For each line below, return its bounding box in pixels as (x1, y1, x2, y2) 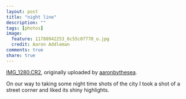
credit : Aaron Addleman (11, 42, 70, 48)
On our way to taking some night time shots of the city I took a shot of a (6, 80, 181, 87)
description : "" (6, 19, 46, 25)
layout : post (6, 8, 38, 15)
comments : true (6, 47, 44, 53)
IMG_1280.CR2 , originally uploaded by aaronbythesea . (6, 68, 138, 75)
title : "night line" (6, 14, 57, 20)
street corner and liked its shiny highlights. (6, 86, 109, 93)
